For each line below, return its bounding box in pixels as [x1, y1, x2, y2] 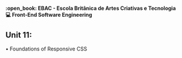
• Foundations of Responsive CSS [5, 45, 87, 52]
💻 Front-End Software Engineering [5, 11, 92, 18]
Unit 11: [5, 30, 32, 40]
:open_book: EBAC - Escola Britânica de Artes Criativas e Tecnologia [5, 5, 176, 12]
